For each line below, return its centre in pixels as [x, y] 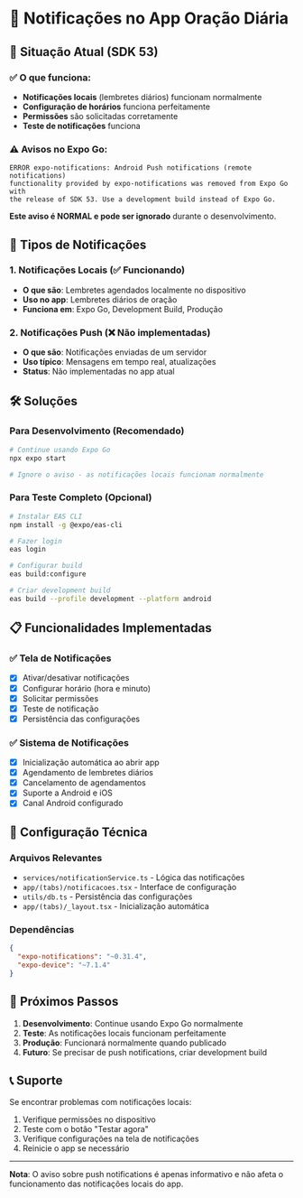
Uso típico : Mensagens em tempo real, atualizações [119, 362]
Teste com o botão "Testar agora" [85, 1129]
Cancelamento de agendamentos [84, 783]
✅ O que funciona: [50, 78]
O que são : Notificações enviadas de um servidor [115, 352]
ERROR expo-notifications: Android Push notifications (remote [131, 168]
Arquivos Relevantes [56, 858]
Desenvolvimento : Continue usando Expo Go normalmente [133, 1023]
